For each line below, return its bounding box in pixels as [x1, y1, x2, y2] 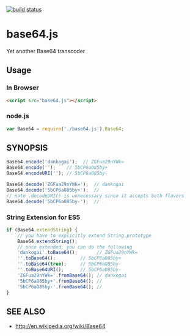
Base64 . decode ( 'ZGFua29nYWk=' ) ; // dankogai [6, 181, 124, 188]
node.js [6, 112, 29, 121]
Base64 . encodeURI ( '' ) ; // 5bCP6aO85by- [6, 170, 108, 177]
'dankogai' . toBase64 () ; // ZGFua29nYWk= [17, 250, 138, 256]
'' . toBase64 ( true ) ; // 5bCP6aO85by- [17, 261, 122, 267]
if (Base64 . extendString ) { [6, 226, 78, 233]
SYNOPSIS [6, 143, 48, 153]
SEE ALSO [6, 306, 46, 316]
